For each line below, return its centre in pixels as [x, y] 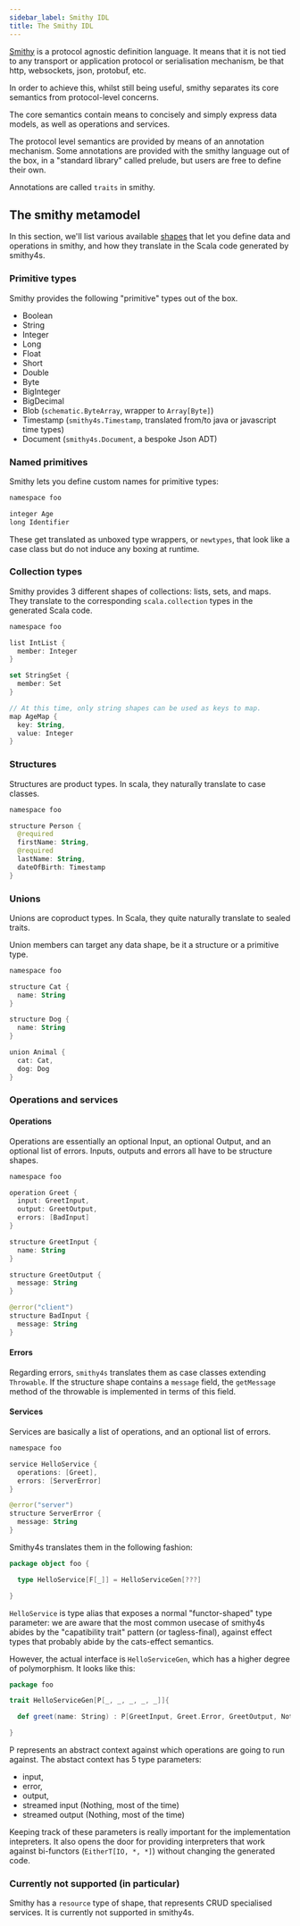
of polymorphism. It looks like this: [72, 1668]
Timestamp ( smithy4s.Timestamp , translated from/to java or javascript [149, 420]
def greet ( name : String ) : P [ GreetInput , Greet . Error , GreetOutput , [147, 1717]
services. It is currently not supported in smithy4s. [102, 1913]
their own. [28, 170]
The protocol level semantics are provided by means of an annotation [137, 141]
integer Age [31, 514]
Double [35, 373]
